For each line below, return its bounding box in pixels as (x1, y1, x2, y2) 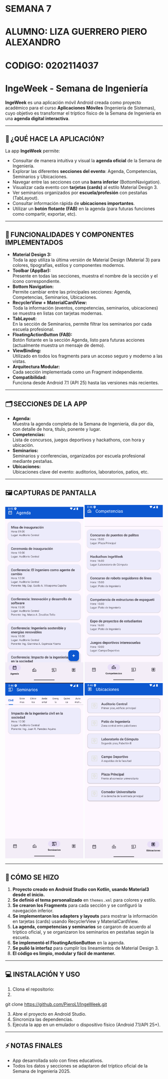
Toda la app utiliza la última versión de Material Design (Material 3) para (12, 257, 160, 263)
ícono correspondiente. (12, 278, 61, 284)
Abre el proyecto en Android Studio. (12, 1011, 86, 1017)
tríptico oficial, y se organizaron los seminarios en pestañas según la (12, 929, 154, 935)
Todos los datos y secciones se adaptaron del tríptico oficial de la (12, 1062, 148, 1068)
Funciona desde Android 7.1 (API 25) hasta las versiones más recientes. (12, 380, 159, 386)
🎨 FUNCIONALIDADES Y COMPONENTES (5, 230, 134, 239)
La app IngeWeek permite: (5, 148, 60, 154)
